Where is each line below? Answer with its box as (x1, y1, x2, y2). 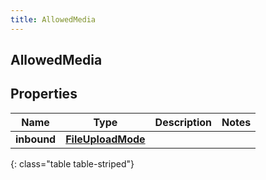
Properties (10, 86, 78, 103)
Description (154, 115, 213, 129)
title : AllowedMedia (10, 14, 97, 25)
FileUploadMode (65, 132, 146, 146)
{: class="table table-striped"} (10, 157, 135, 170)
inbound (15, 132, 57, 146)
